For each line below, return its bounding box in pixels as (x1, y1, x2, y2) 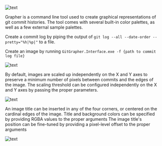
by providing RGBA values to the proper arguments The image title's (5, 116, 142, 122)
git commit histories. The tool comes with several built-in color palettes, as (5, 19, 155, 25)
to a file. (39, 39, 56, 45)
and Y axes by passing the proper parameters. (5, 87, 99, 92)
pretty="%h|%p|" (5, 40, 38, 45)
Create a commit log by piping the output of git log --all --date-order (5, 34, 151, 39)
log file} (5, 54, 25, 58)
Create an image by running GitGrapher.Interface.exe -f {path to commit (5, 49, 156, 54)
